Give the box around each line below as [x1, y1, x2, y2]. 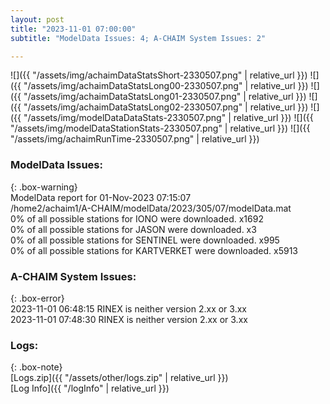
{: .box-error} [10, 292, 65, 304]
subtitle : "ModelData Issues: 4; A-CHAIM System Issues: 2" [10, 33, 267, 43]
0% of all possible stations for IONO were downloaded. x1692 [10, 212, 264, 225]
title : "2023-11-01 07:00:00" [10, 24, 137, 34]
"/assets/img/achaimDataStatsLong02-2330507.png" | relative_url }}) [23, 101, 309, 113]
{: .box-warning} [10, 181, 78, 193]
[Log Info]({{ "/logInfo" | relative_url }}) [10, 382, 170, 395]
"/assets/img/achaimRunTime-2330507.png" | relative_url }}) [10, 133, 260, 145]
